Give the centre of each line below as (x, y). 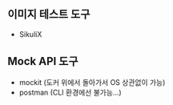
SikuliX (30, 34)
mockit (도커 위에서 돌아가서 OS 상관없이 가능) (92, 82)
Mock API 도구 (43, 61)
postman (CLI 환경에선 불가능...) (70, 92)
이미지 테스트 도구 (49, 14)
